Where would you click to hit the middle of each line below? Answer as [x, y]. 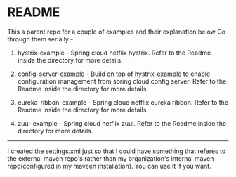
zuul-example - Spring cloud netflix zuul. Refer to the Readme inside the [122, 123]
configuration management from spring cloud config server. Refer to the [122, 81]
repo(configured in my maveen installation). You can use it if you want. [110, 166]
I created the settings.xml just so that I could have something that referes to [117, 151]
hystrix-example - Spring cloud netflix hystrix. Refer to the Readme [114, 53]
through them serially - [40, 39]
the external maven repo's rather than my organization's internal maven [111, 158]
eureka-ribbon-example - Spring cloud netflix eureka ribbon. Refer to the [123, 102]
